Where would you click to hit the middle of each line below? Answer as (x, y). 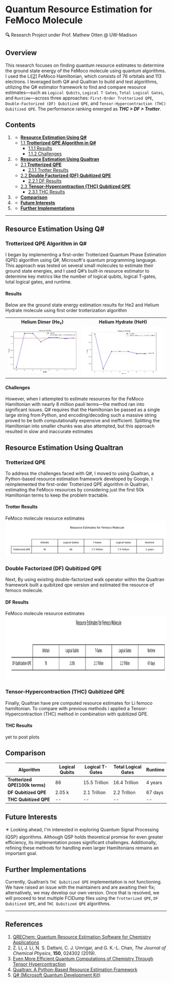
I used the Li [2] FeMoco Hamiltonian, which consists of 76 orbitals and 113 (83, 76)
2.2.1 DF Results (45, 181)
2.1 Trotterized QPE (41, 165)
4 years (154, 782)
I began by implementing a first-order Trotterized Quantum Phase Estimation (86, 255)
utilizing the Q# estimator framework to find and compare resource (76, 87)
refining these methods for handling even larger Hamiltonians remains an (82, 848)
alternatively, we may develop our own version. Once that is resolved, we (82, 893)
